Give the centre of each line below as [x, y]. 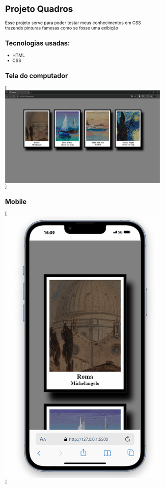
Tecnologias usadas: [38, 43]
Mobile [16, 202]
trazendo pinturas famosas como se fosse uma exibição [62, 28]
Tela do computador [37, 76]
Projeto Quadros [39, 9]
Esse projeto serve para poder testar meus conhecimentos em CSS [73, 23]
